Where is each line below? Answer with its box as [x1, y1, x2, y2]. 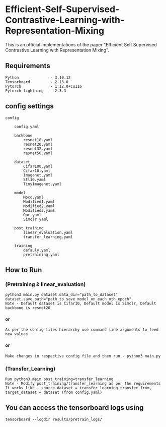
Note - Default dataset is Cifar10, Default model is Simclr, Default [5, 301, 156, 306]
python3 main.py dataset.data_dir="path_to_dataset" [5, 292, 118, 297]
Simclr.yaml [23, 217, 49, 222]
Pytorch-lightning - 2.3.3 [5, 88, 66, 93]
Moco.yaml [23, 195, 44, 200]
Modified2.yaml [23, 203, 55, 209]
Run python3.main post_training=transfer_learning [5, 377, 114, 382]
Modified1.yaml [23, 199, 55, 204]
